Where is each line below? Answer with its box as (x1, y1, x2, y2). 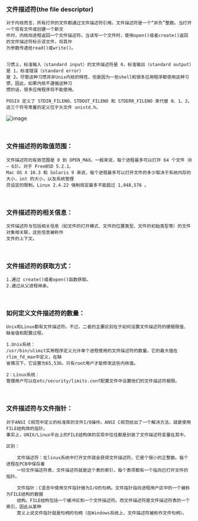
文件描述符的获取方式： (6, 261, 73, 270)
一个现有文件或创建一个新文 (6, 27, 64, 32)
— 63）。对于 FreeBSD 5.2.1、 (6, 163, 74, 169)
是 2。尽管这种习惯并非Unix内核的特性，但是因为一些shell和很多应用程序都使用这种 (6, 74, 185, 80)
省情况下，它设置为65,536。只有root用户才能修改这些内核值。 (6, 361, 138, 366)
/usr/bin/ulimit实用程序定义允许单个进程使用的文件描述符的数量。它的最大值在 (6, 348, 178, 354)
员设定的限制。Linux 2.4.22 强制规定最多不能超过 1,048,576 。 (6, 182, 149, 188)
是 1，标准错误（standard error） (6, 68, 84, 74)
